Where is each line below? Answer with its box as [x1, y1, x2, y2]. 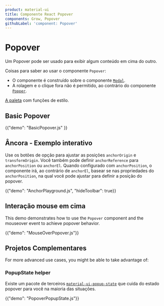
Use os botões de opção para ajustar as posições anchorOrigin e [5, 152, 136, 158]
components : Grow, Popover [5, 16, 60, 21]
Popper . [12, 88, 27, 94]
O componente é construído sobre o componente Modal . [12, 77, 126, 84]
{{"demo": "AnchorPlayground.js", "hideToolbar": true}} [5, 187, 117, 193]
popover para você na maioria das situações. [5, 286, 96, 292]
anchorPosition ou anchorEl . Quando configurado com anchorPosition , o [5, 162, 152, 168]
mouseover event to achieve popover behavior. [5, 220, 100, 226]
